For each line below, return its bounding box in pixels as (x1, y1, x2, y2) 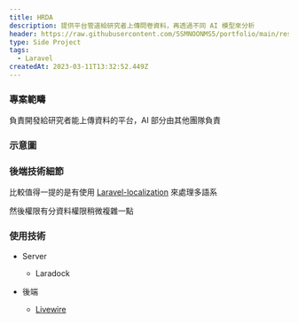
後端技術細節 (9, 165, 65, 178)
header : (9, 29, 38, 38)
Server (21, 250, 47, 261)
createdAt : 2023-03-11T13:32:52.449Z (9, 63, 149, 72)
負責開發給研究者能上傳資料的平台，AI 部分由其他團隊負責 (9, 115, 222, 126)
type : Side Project (9, 37, 82, 47)
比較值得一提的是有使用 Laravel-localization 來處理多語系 (9, 187, 217, 197)
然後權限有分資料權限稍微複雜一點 (9, 205, 134, 217)
